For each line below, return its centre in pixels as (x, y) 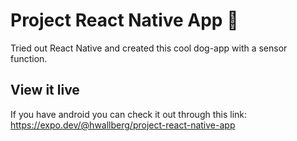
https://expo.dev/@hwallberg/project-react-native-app (123, 125)
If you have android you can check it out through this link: (129, 114)
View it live (45, 90)
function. (29, 58)
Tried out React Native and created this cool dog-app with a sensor (149, 48)
